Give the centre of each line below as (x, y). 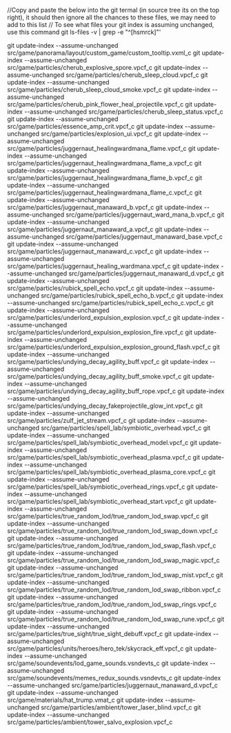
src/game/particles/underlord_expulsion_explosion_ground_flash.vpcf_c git (114, 347)
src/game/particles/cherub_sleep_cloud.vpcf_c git (137, 75)
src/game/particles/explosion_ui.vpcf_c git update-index (121, 134)
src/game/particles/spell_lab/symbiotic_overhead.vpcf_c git (126, 428)
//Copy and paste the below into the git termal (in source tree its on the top (113, 10)
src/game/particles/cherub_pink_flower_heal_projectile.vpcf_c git (100, 104)
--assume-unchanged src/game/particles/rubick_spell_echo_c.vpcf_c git (110, 303)
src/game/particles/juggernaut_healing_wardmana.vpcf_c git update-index (113, 266)
